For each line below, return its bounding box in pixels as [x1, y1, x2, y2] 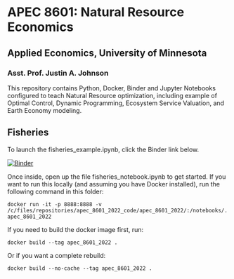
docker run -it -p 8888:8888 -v [7, 200, 102, 207]
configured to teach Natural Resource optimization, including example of [7, 91, 218, 100]
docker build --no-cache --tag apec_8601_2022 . [7, 264, 152, 272]
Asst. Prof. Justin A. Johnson [7, 68, 109, 78]
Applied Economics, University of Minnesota [7, 47, 207, 59]
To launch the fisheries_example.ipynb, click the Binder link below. [7, 145, 200, 154]
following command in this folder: [7, 187, 104, 196]
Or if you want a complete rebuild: [7, 251, 106, 259]
